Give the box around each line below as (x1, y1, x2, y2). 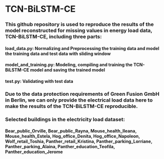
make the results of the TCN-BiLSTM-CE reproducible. (5, 103, 138, 109)
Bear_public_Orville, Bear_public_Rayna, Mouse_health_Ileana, (5, 128, 137, 134)
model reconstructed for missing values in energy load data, (5, 27, 153, 34)
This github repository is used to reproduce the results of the (5, 21, 154, 28)
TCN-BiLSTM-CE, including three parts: (5, 33, 102, 40)
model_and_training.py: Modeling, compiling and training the (5, 62, 133, 68)
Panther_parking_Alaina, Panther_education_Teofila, (5, 144, 115, 150)
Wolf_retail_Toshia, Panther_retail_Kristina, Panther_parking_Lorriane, (5, 138, 153, 144)
